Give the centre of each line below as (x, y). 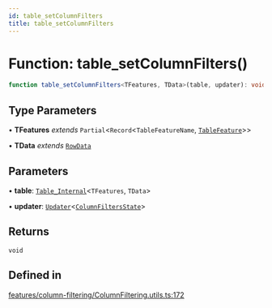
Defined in (35, 275)
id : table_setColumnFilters (56, 16)
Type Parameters (53, 110)
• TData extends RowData (50, 146)
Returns (29, 232)
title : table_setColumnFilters (61, 24)
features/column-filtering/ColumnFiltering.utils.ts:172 (96, 295)
